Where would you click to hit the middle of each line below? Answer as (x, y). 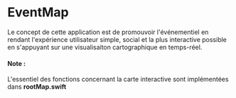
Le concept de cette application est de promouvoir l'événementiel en (108, 32)
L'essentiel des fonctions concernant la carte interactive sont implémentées (118, 80)
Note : (17, 63)
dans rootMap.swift (37, 87)
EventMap (38, 12)
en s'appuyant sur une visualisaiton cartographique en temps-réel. (105, 47)
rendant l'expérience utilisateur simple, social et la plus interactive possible (117, 39)
